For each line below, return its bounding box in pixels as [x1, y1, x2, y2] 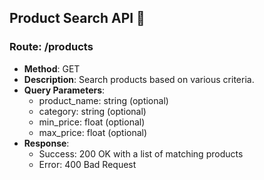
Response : [23, 137, 70, 149]
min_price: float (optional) [38, 116, 146, 128]
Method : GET [23, 62, 81, 75]
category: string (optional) [38, 105, 147, 117]
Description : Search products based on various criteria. [23, 73, 255, 85]
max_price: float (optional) [38, 126, 148, 138]
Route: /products [9, 40, 94, 54]
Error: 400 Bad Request [38, 158, 137, 170]
